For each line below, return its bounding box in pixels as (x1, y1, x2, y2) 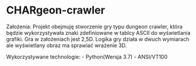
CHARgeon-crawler (6, 4, 105, 17)
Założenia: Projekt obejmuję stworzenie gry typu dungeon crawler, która (6, 23, 183, 30)
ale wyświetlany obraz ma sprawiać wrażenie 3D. (6, 42, 127, 49)
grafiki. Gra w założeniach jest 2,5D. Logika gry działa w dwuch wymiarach (6, 35, 190, 42)
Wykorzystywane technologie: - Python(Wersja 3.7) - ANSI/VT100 (6, 53, 168, 60)
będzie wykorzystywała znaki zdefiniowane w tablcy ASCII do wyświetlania (6, 29, 191, 36)
